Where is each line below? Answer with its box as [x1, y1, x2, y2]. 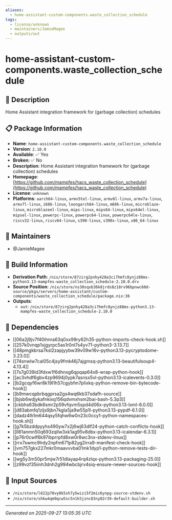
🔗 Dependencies [5, 323, 59, 331]
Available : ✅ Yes [12, 151, 49, 157]
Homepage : [12, 173, 38, 179]
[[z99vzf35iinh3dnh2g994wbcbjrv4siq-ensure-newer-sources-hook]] [12, 461, 161, 468]
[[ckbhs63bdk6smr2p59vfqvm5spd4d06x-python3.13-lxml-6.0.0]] [12, 402, 153, 408]
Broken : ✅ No [12, 157, 42, 163]
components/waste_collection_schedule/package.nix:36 [12, 293, 130, 299]
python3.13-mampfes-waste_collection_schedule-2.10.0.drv [12, 279, 139, 284]
